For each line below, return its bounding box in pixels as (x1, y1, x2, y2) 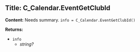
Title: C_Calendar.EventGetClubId (5, 4, 111, 12)
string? (19, 41, 34, 47)
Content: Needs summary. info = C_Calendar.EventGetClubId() (5, 17, 136, 23)
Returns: (5, 26, 24, 32)
